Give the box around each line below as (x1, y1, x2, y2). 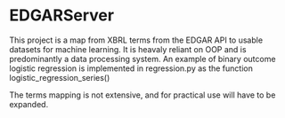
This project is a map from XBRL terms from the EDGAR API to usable (9, 35, 264, 45)
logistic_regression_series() (9, 72, 110, 83)
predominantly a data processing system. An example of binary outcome (9, 53, 276, 64)
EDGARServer (9, 5, 114, 26)
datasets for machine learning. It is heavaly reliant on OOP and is (9, 43, 247, 54)
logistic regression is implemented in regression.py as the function (9, 63, 254, 74)
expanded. (9, 98, 49, 109)
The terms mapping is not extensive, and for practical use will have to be (9, 90, 276, 100)
